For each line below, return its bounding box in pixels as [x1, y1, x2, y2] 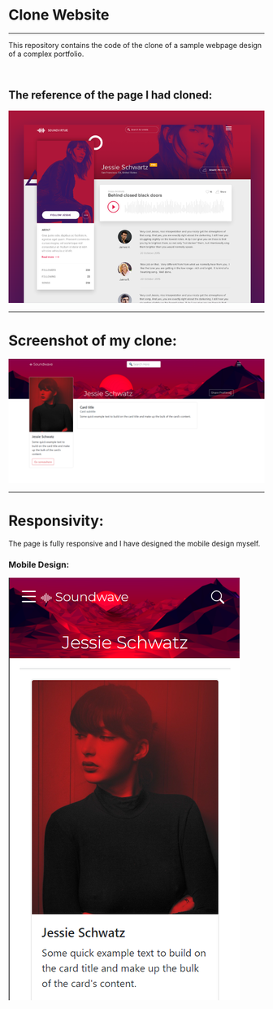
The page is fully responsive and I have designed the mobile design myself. [8, 538, 261, 548]
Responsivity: [8, 511, 104, 530]
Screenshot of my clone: [8, 331, 177, 349]
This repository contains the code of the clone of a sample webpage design [8, 40, 262, 50]
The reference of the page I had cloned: [8, 88, 213, 103]
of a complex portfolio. [8, 49, 84, 59]
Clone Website [8, 6, 110, 24]
